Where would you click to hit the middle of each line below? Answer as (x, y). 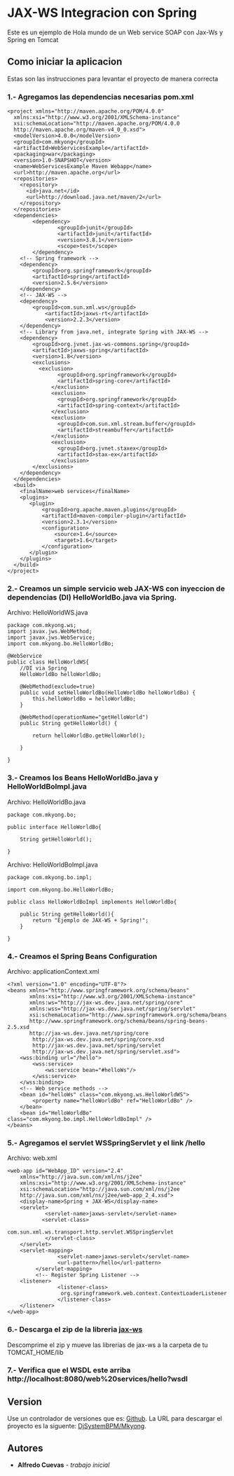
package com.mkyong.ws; (42, 626)
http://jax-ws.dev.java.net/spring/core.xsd (98, 1039)
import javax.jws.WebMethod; (50, 632)
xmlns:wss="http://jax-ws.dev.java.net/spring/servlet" (112, 1009)
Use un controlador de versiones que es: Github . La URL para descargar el (115, 1419)
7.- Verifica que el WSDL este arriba (69, 1370)
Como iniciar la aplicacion (65, 62)
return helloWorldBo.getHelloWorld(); (89, 736)
